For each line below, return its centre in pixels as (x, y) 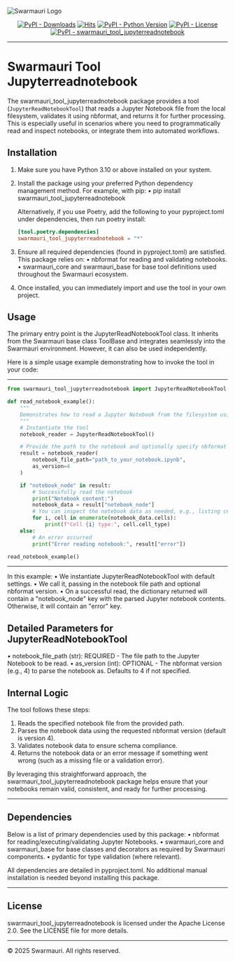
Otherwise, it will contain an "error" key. (65, 606)
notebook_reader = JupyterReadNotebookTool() (87, 434)
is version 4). (36, 738)
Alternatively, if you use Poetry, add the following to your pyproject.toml (121, 211)
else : (28, 531)
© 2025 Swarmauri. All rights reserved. (64, 950)
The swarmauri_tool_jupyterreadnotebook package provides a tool (103, 101)
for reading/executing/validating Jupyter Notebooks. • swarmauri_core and (115, 842)
